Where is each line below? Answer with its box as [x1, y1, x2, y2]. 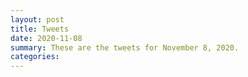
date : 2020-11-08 [10, 33, 83, 43]
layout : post [10, 14, 65, 25]
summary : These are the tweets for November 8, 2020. [10, 42, 240, 53]
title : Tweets [10, 24, 70, 34]
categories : [10, 52, 60, 62]
